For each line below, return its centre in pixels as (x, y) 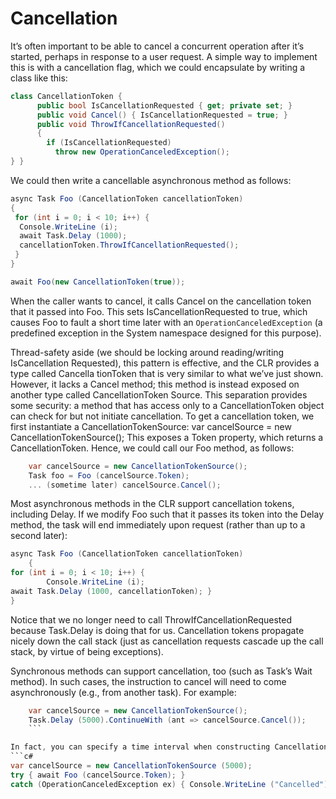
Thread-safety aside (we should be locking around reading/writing (147, 352)
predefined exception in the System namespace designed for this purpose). (166, 333)
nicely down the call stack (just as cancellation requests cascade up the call (167, 641)
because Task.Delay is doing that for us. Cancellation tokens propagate (157, 630)
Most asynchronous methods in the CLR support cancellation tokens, (152, 504)
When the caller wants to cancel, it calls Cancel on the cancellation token (161, 301)
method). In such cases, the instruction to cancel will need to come (148, 681)
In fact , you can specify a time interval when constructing (140, 747)
